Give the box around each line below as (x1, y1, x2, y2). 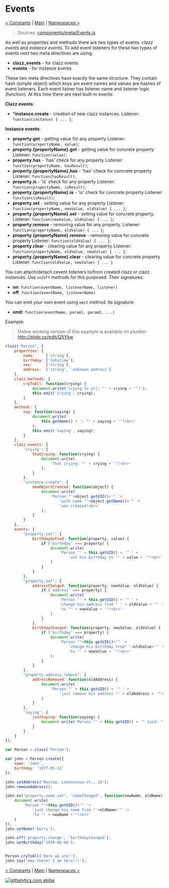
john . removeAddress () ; (5, 784, 53, 790)
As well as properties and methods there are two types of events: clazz (5, 39, 153, 45)
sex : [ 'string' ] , (23, 362, 71, 368)
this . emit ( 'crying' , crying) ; (32, 390, 96, 396)
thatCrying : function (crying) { (32, 452, 100, 457)
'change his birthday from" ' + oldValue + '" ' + (68, 644, 165, 649)
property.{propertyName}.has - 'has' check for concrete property (12, 168, 152, 174)
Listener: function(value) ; (12, 152, 67, 158)
